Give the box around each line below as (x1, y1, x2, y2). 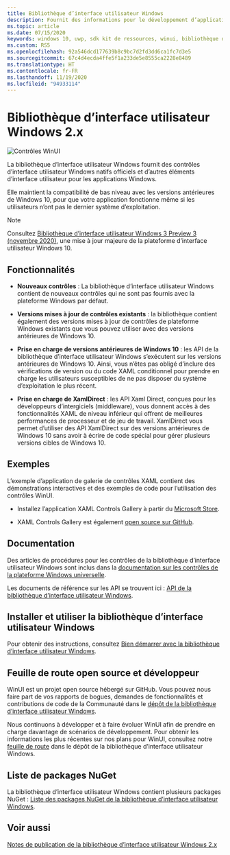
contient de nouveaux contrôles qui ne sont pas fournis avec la (16, 290, 195, 297)
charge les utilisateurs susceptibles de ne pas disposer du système (16, 375, 207, 382)
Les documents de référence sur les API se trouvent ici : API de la (7, 584, 192, 592)
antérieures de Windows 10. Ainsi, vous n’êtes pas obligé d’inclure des (16, 360, 216, 368)
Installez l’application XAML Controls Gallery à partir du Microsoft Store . (16, 504, 220, 513)
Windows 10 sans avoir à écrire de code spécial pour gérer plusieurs (16, 432, 211, 439)
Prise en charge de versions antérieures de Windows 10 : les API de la (16, 345, 219, 353)
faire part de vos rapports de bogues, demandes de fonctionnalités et (7, 692, 203, 701)
